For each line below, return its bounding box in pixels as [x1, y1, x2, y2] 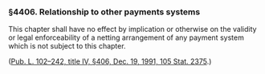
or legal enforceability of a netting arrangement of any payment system [8, 33, 245, 42]
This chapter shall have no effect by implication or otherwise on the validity [8, 25, 257, 34]
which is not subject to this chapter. [8, 41, 126, 51]
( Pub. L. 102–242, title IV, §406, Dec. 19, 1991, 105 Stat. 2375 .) [8, 56, 212, 66]
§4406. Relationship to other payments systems [8, 6, 201, 18]
